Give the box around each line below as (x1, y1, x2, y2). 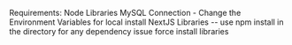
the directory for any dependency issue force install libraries (9, 26, 229, 36)
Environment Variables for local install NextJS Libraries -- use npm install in (9, 17, 285, 27)
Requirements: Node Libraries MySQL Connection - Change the (9, 8, 242, 18)
